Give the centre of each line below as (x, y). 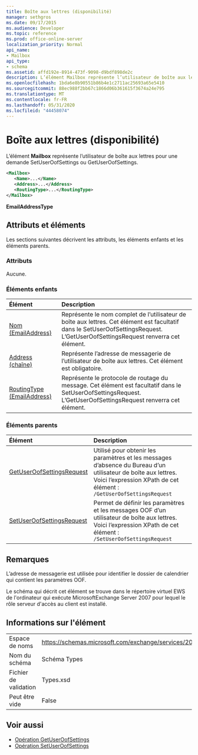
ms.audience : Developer (35, 28)
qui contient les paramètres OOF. (46, 580)
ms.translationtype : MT (35, 94)
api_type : (18, 61)
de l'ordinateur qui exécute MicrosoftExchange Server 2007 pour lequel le (96, 598)
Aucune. (16, 274)
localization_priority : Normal (44, 45)
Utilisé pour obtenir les (125, 451)
